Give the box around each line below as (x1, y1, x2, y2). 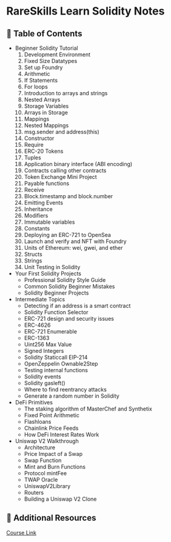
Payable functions (24, 180, 70, 187)
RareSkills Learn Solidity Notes (6, 4, 165, 18)
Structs (24, 250, 42, 258)
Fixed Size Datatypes (24, 58, 78, 64)
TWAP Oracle (24, 476, 58, 483)
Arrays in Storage (24, 109, 69, 116)
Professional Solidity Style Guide (24, 276, 106, 283)
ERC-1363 (24, 335, 50, 341)
